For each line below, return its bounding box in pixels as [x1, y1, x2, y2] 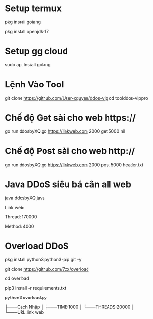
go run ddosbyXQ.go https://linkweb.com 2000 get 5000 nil [5, 128, 126, 134]
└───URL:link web [5, 309, 44, 315]
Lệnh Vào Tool [5, 79, 64, 90]
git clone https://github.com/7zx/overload [5, 266, 89, 272]
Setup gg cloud [5, 46, 68, 57]
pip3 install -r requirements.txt [5, 285, 66, 291]
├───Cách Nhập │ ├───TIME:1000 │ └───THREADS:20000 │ [5, 304, 134, 310]
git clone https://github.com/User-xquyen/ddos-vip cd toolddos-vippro [5, 95, 148, 101]
